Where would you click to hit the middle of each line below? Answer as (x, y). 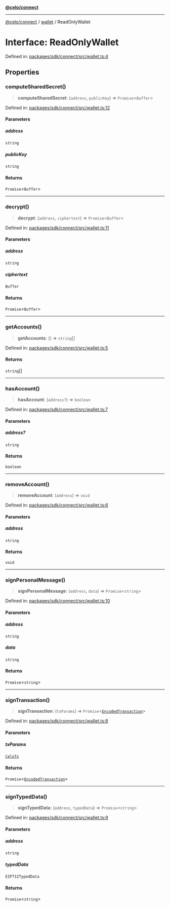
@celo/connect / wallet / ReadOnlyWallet (48, 22)
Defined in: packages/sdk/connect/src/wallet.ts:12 (58, 107)
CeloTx (12, 756)
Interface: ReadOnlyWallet (62, 42)
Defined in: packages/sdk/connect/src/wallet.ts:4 (57, 56)
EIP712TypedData (22, 877)
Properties (22, 72)
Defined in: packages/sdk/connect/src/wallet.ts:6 (57, 505)
